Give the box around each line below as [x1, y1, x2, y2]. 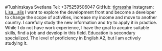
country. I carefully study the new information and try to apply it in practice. [5, 19, 158, 25]
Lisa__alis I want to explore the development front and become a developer [5, 9, 156, 15]
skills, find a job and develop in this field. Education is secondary [5, 30, 136, 35]
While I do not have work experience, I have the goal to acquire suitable [5, 25, 149, 31]
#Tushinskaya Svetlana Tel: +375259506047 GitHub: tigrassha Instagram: [5, 4, 154, 10]
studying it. [5, 40, 28, 46]
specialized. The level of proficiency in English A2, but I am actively [5, 35, 141, 41]
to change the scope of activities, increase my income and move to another [5, 15, 158, 20]
